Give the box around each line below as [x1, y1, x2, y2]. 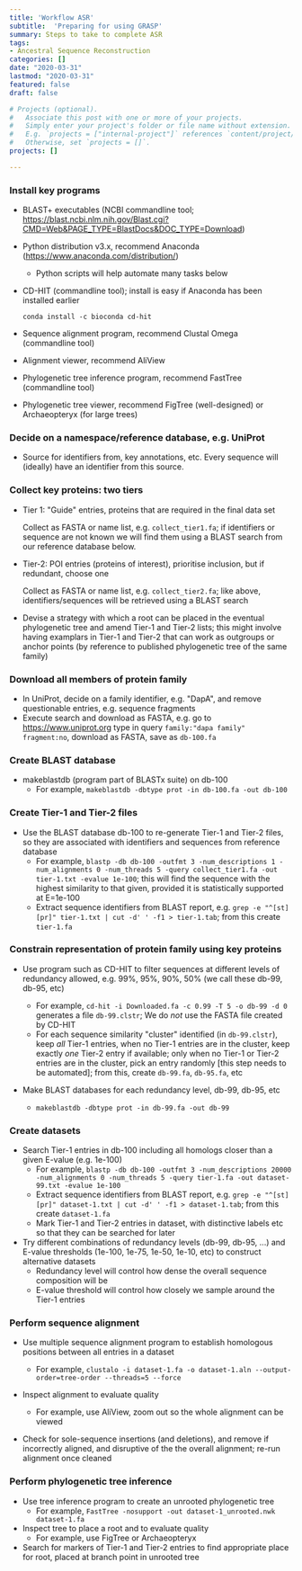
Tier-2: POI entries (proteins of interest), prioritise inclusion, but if [22, 558, 265, 569]
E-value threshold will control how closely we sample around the [35, 1285, 276, 1296]
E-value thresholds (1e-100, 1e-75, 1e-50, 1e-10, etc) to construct [22, 1246, 262, 1257]
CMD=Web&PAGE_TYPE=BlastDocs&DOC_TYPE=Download [22, 224, 243, 235]
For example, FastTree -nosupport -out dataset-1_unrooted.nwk [35, 1505, 276, 1516]
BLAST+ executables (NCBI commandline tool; [22, 204, 195, 216]
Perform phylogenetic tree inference [9, 1476, 173, 1488]
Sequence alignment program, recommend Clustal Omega [22, 328, 238, 339]
